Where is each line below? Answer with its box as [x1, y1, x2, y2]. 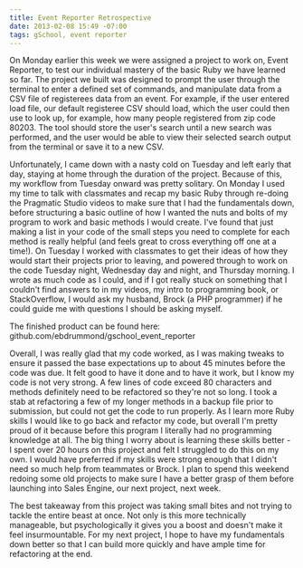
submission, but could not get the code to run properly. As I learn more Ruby [9, 406, 295, 417]
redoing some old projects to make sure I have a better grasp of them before [9, 473, 295, 485]
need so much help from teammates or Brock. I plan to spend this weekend [9, 464, 289, 475]
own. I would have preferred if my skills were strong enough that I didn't [9, 454, 278, 465]
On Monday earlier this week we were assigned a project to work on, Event [9, 55, 289, 66]
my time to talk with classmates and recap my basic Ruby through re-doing [9, 188, 289, 199]
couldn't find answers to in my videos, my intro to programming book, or [9, 284, 279, 295]
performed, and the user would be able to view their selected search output [9, 132, 291, 143]
